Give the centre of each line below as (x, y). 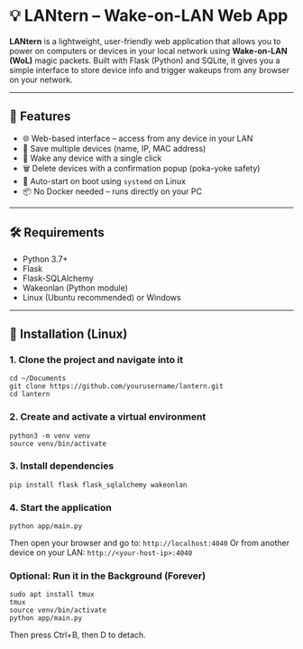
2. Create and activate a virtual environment (108, 417)
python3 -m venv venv (50, 436)
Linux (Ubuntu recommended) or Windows (102, 297)
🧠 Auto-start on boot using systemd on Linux (104, 181)
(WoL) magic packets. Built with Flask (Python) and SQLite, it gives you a (145, 60)
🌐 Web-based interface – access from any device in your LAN (138, 138)
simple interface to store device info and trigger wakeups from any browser (150, 70)
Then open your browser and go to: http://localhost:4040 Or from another (150, 543)
